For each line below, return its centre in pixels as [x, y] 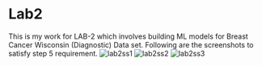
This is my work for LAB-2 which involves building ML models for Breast [128, 36]
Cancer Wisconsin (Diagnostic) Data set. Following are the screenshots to [131, 44]
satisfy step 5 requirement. [53, 53]
